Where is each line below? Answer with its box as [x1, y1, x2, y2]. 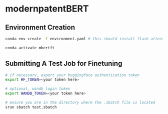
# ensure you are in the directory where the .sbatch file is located [5, 100, 155, 105]
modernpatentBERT [5, 3, 89, 15]
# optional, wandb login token [5, 86, 70, 91]
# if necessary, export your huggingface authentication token [5, 72, 140, 78]
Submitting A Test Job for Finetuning [5, 59, 122, 68]
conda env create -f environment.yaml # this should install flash [5, 36, 149, 41]
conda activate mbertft [5, 45, 55, 50]
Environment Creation [5, 23, 75, 32]
